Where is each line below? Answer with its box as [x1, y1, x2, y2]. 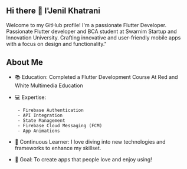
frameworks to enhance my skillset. [14, 144, 101, 151]
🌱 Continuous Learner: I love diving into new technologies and [14, 138, 166, 145]
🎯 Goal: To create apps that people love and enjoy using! [14, 155, 152, 163]
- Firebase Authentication [17, 107, 84, 113]
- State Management [17, 117, 65, 124]
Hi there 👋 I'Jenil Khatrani [6, 6, 101, 16]
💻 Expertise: [14, 94, 46, 101]
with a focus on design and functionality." [6, 40, 107, 47]
